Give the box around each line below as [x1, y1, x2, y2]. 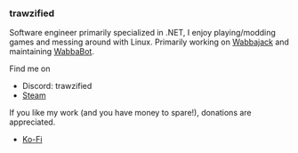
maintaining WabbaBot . [9, 46, 95, 57]
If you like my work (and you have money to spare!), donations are [9, 108, 252, 118]
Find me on [9, 63, 51, 74]
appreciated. [9, 117, 56, 127]
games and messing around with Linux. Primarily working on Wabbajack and [9, 36, 289, 47]
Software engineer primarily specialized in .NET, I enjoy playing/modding [9, 28, 276, 38]
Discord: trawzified [21, 81, 93, 92]
